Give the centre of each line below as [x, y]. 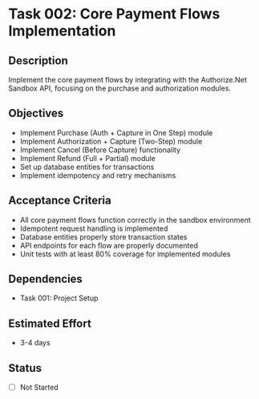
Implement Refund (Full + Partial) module [88, 158]
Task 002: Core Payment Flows [114, 14]
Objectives [36, 113]
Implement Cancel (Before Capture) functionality [100, 150]
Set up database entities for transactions [87, 167]
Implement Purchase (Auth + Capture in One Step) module [116, 132]
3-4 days [35, 343]
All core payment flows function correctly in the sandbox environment [135, 220]
